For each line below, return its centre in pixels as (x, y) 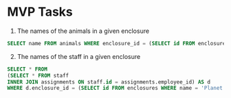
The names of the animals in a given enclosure (83, 31)
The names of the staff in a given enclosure (79, 56)
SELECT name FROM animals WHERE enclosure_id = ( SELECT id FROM (101, 43)
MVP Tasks (40, 12)
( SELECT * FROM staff (38, 75)
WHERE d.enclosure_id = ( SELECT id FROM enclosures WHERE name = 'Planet (115, 88)
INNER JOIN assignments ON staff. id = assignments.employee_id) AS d (109, 82)
